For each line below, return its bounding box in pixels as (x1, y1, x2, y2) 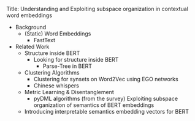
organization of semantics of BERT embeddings (33, 101, 155, 109)
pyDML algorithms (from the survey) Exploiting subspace (33, 95, 178, 102)
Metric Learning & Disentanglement (24, 89, 115, 95)
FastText (33, 37, 55, 43)
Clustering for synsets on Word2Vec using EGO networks (33, 76, 179, 82)
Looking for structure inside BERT (33, 56, 119, 63)
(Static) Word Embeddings (24, 30, 91, 37)
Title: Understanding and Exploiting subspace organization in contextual (6, 5, 188, 12)
